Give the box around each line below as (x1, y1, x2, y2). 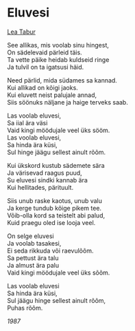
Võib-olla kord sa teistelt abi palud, (7, 211, 106, 220)
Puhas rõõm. (7, 303, 43, 312)
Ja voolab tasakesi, (7, 239, 62, 247)
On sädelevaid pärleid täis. (7, 48, 82, 56)
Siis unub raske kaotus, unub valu (7, 196, 103, 204)
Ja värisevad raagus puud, (7, 169, 82, 177)
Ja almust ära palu (7, 261, 60, 269)
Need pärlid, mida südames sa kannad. (7, 76, 118, 84)
